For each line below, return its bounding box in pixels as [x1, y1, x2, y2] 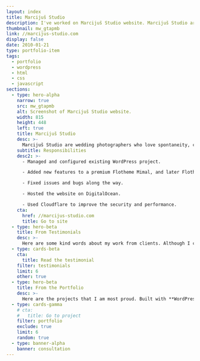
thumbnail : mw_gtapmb [6, 25, 60, 32]
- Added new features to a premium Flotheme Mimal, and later [21, 169, 180, 175]
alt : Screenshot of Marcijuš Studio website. [17, 109, 132, 115]
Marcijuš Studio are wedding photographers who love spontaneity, [21, 141, 190, 148]
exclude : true [17, 323, 52, 330]
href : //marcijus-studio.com [21, 212, 95, 218]
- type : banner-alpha [11, 340, 65, 346]
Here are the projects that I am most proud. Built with [21, 296, 167, 302]
